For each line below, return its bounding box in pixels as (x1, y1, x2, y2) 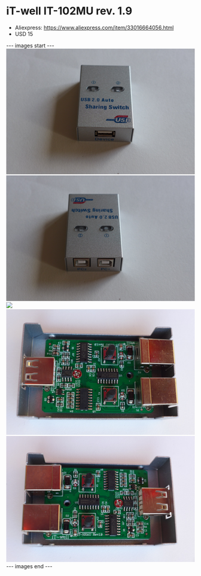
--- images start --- (6, 42, 55, 49)
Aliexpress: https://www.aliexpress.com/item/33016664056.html (14, 24, 174, 31)
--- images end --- (6, 562, 53, 569)
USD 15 (14, 30, 33, 37)
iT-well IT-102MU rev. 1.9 (6, 4, 133, 18)
